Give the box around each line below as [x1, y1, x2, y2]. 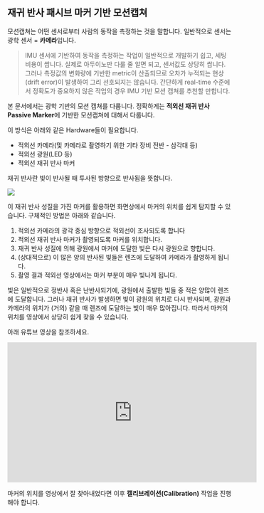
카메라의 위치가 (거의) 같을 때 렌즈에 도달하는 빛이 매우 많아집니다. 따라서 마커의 [7, 303, 228, 312]
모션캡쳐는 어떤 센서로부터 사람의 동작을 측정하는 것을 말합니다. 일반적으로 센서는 [7, 27, 232, 36]
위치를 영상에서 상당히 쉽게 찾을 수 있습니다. [7, 312, 130, 321]
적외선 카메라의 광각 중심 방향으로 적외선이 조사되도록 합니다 [17, 226, 186, 235]
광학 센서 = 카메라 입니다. [7, 36, 76, 44]
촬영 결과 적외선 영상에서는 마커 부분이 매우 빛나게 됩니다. [17, 270, 178, 279]
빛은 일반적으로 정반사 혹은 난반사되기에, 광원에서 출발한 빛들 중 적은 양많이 [7, 285, 216, 294]
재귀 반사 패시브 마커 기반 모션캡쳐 [7, 6, 148, 19]
